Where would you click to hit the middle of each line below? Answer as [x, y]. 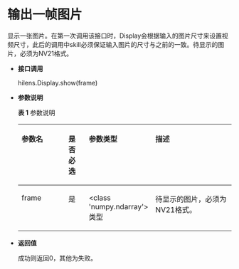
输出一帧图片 [45, 15]
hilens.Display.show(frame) [58, 83]
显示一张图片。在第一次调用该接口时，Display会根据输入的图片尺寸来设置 [115, 36]
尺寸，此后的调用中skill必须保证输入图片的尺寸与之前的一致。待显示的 [116, 44]
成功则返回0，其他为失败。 [57, 258]
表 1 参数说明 [36, 112]
